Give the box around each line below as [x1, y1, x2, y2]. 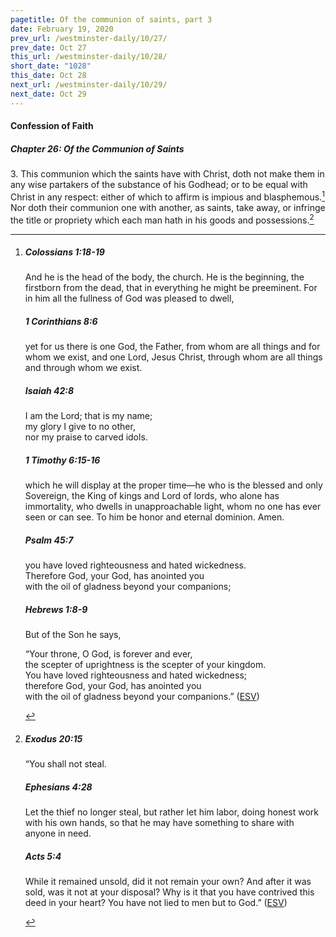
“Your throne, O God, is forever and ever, [24, 648, 193, 660]
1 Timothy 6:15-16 [24, 454, 101, 466]
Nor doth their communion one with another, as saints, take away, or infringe [10, 201, 326, 213]
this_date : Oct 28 [10, 71, 87, 81]
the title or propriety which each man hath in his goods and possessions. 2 [10, 212, 315, 226]
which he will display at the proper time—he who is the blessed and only [24, 479, 323, 491]
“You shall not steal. [24, 758, 107, 770]
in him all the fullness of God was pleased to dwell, [24, 292, 235, 305]
